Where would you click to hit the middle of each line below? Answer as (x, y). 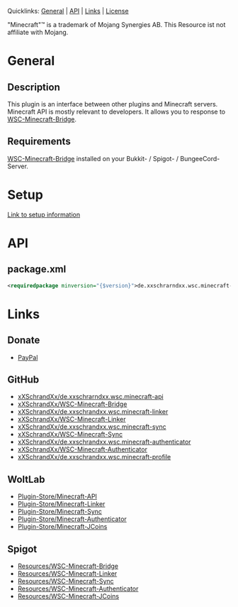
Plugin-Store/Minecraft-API (57, 496)
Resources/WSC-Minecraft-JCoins (68, 596)
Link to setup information (44, 214)
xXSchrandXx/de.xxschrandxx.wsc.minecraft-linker (93, 412)
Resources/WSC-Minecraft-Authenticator (78, 589)
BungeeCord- (200, 158)
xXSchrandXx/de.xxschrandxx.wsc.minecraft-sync (92, 427)
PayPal (28, 357)
